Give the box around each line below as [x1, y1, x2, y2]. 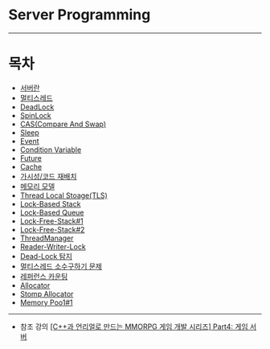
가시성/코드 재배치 [19, 171, 77, 181]
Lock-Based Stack [19, 199, 81, 208]
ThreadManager [19, 233, 74, 243]
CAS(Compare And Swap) [19, 119, 107, 129]
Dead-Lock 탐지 [19, 251, 72, 261]
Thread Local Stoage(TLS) [19, 191, 108, 200]
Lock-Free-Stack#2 [19, 224, 85, 234]
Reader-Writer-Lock [19, 241, 86, 251]
